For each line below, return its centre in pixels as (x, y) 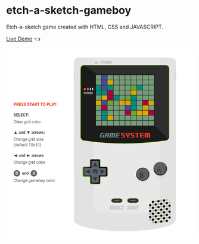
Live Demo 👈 (23, 39)
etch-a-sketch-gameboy (69, 10)
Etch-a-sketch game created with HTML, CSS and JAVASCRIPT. (85, 27)
